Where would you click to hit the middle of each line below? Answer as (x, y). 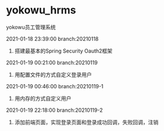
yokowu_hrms (41, 10)
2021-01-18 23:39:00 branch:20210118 (52, 39)
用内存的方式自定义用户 (43, 98)
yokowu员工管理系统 (31, 27)
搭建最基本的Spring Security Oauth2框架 (64, 51)
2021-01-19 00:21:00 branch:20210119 (52, 63)
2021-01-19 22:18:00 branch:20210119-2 (54, 110)
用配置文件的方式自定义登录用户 (53, 74)
